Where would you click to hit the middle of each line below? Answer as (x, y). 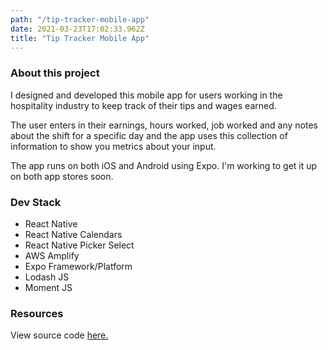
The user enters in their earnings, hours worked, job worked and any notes (164, 125)
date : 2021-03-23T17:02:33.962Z (77, 29)
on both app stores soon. (62, 176)
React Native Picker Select (79, 245)
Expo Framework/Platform (78, 266)
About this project (55, 73)
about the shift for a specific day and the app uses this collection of (149, 135)
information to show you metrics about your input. (113, 146)
